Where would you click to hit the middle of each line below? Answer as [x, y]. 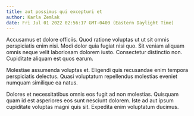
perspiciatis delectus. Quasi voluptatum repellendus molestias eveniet [92, 76]
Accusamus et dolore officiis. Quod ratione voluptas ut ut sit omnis [88, 40]
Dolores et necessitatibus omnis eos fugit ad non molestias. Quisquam [93, 94]
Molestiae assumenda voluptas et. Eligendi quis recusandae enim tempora [97, 70]
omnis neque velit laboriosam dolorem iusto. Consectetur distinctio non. [94, 52]
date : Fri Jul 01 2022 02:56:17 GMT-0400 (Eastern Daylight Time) [90, 23]
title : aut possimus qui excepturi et [54, 12]
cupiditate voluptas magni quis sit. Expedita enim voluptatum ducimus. [93, 107]
